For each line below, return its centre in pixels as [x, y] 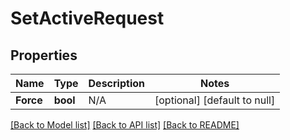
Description [116, 83]
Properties [44, 55]
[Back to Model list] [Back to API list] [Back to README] [125, 125]
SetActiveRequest [87, 18]
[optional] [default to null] [215, 100]
